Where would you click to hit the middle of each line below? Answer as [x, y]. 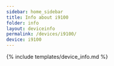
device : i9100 [24, 40]
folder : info [23, 23]
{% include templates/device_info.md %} [57, 57]
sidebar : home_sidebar [35, 12]
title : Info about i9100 [37, 17]
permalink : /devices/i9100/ [42, 34]
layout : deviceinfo [31, 28]
